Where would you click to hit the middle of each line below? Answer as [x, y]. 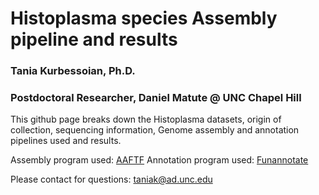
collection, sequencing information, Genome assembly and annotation [155, 130]
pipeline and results [94, 39]
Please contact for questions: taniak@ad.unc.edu [111, 179]
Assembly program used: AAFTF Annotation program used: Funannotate [159, 160]
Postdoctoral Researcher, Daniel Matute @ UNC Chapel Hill [156, 98]
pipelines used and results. [66, 141]
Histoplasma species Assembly [144, 18]
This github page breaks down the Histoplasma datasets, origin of [146, 119]
